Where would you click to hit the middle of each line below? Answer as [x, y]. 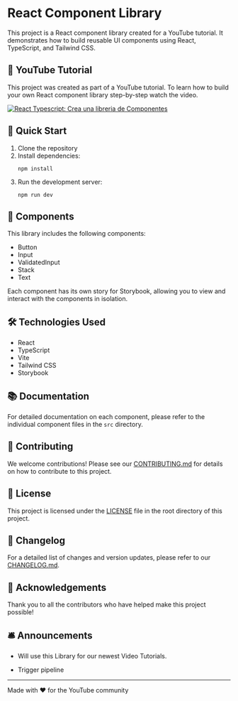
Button [27, 247]
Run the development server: [60, 182]
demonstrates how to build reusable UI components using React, [102, 40]
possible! [21, 612]
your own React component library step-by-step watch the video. [103, 94]
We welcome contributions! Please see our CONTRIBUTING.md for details [115, 464]
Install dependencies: [49, 156]
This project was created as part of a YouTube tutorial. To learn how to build [118, 87]
